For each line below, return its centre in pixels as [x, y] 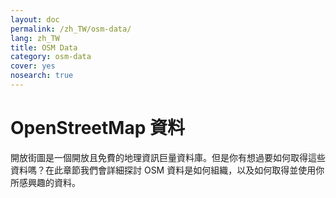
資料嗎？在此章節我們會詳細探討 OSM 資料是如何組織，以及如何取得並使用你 [167, 170]
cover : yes [33, 66]
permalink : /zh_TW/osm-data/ [71, 29]
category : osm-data [51, 57]
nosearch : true [42, 76]
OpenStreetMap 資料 [97, 128]
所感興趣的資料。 [45, 182]
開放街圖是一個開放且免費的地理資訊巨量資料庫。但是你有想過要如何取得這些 [168, 157]
